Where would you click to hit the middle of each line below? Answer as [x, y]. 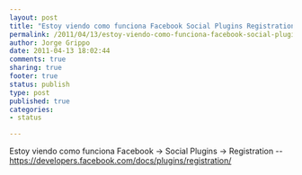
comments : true [38, 59]
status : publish [40, 84]
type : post [30, 92]
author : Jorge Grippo [50, 43]
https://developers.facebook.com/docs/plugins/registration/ [120, 161]
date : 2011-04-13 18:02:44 [60, 51]
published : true [40, 101]
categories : [31, 109]
